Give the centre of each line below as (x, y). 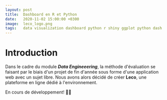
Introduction (31, 53)
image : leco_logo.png (29, 24)
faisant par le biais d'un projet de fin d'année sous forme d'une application (82, 72)
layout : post (19, 10)
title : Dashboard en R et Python (41, 14)
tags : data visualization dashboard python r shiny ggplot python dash (84, 28)
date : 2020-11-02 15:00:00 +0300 (42, 19)
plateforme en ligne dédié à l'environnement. (51, 83)
